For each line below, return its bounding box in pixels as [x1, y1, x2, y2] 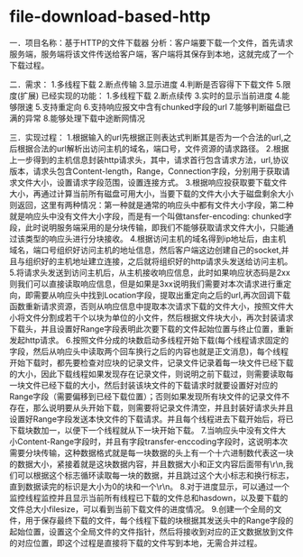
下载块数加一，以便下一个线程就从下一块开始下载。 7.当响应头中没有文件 [9, 425, 279, 435]
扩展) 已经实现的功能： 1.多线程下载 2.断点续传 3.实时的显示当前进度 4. [20, 90, 282, 101]
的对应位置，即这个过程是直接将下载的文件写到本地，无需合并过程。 [9, 537, 262, 548]
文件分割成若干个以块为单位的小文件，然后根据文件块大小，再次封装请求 [24, 312, 294, 323]
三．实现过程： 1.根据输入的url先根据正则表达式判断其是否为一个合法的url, [9, 132, 284, 142]
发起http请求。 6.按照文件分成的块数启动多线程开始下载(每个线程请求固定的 [9, 334, 289, 345]
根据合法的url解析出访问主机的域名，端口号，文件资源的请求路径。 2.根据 [16, 142, 289, 154]
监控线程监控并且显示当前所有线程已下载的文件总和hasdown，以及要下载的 [9, 492, 289, 503]
